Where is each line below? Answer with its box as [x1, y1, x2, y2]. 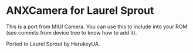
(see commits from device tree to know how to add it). [6, 29, 137, 36]
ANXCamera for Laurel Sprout [6, 4, 154, 17]
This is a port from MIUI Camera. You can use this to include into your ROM [6, 23, 188, 30]
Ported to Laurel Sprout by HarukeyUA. [6, 40, 100, 47]
